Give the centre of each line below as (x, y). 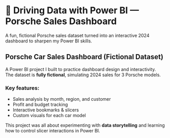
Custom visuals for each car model (49, 116)
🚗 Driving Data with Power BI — (72, 10)
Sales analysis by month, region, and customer (62, 99)
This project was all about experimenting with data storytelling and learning (85, 125)
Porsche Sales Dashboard (61, 21)
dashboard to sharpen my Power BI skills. (49, 41)
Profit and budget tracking (40, 105)
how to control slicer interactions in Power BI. (53, 131)
